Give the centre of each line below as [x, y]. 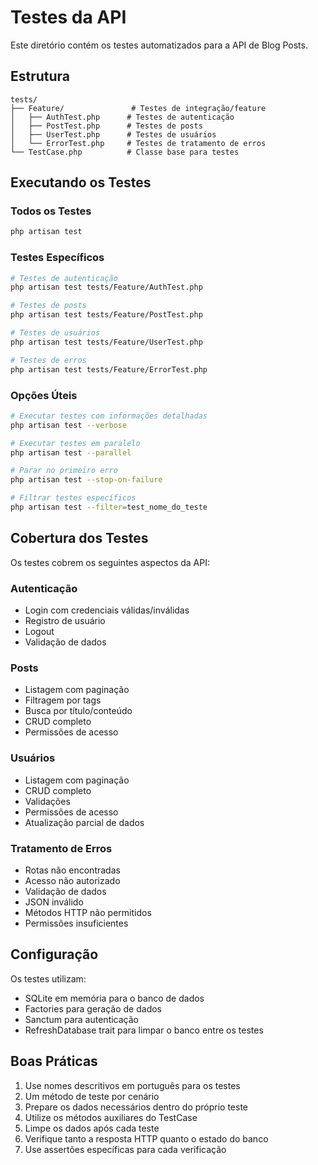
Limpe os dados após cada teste [92, 1128]
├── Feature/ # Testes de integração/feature [138, 108]
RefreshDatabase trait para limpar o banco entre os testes [144, 1030]
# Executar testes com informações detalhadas [109, 416]
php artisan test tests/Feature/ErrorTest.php [109, 369]
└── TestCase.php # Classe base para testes [125, 152]
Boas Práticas [54, 1061]
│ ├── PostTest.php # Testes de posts [106, 126]
